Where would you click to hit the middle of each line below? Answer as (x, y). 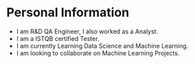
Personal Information (68, 13)
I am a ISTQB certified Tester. (58, 38)
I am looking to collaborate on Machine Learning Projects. (98, 53)
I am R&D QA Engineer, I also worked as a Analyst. (87, 31)
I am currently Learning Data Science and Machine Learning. (102, 46)
